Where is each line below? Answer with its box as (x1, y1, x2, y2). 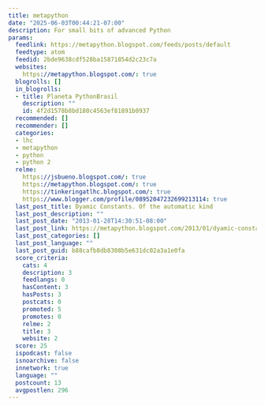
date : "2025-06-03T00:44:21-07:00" (8, 19, 125, 27)
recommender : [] (15, 122, 69, 130)
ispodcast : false (15, 349, 73, 358)
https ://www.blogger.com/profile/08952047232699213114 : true (22, 195, 227, 203)
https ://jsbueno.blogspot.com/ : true (22, 173, 147, 182)
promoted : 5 (22, 305, 62, 313)
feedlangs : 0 (22, 276, 65, 284)
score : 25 (15, 342, 47, 350)
